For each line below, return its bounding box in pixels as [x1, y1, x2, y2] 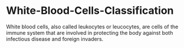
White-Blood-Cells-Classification [6, 4, 174, 17]
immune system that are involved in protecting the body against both [6, 29, 173, 36]
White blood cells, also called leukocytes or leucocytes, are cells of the [6, 23, 179, 30]
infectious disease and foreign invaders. [6, 35, 104, 42]
